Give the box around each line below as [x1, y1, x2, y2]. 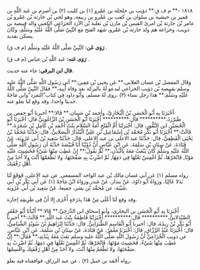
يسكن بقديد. [7, 32, 35, 39]
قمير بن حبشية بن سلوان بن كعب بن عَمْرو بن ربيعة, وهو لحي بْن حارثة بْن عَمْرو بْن [7, 13, 188, 20]
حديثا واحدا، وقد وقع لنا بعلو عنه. [7, 97, 78, 105]
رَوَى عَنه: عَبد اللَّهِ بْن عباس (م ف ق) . [7, 56, 90, 62]
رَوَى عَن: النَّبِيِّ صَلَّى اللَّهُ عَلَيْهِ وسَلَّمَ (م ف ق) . [7, 44, 108, 51]
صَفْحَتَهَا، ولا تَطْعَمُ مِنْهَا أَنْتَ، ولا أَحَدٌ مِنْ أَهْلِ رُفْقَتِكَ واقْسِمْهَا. [7, 246, 136, 252]
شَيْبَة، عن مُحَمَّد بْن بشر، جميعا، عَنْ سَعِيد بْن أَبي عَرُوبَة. [7, 184, 128, 191]
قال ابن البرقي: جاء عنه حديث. [7, 67, 74, 74]
